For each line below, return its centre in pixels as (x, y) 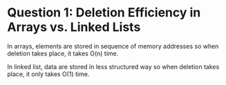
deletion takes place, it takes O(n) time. (63, 53)
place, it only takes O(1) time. (48, 74)
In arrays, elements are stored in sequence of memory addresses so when (113, 46)
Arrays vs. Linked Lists (74, 27)
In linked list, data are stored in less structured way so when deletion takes (113, 66)
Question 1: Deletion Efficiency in (104, 13)
